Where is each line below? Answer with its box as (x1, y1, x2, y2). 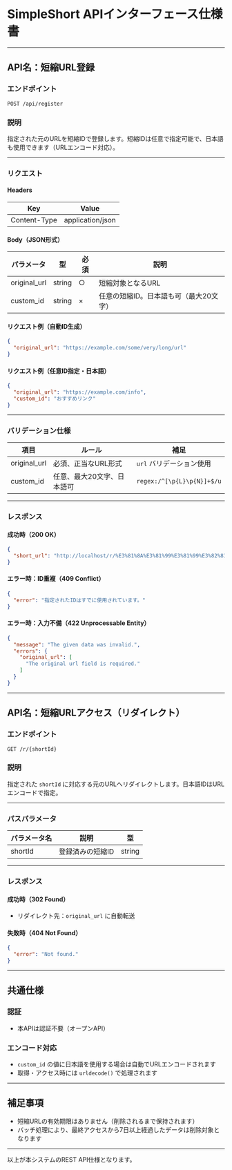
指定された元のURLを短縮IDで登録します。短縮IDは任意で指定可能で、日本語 (7, 134, 224, 142)
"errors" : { (13, 647, 48, 655)
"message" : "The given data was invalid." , (13, 641, 140, 648)
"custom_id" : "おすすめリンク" (13, 395, 96, 403)
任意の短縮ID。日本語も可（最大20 (99, 291, 212, 301)
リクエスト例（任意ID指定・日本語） (7, 367, 110, 375)
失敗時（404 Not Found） (7, 928, 82, 937)
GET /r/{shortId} (7, 745, 57, 753)
